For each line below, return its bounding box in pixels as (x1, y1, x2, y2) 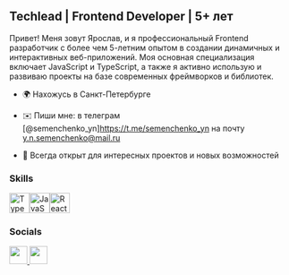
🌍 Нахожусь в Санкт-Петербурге (21, 89, 151, 99)
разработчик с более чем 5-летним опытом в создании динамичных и (9, 42, 280, 53)
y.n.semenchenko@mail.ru (21, 132, 121, 143)
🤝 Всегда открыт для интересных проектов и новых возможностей (21, 150, 279, 160)
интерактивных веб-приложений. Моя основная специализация (9, 51, 255, 63)
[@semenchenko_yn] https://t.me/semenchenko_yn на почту (21, 123, 245, 133)
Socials (9, 226, 42, 238)
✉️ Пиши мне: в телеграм (21, 109, 121, 121)
